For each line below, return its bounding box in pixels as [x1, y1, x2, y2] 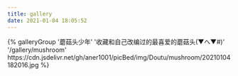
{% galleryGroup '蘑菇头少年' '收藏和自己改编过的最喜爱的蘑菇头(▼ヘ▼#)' [7, 37, 225, 46]
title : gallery [7, 10, 53, 18]
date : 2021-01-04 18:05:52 [7, 17, 87, 24]
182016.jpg [7, 60, 39, 69]
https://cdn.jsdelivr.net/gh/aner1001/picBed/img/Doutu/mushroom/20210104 [7, 53, 231, 61]
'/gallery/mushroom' [7, 45, 67, 54]
